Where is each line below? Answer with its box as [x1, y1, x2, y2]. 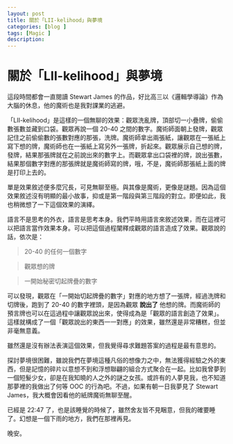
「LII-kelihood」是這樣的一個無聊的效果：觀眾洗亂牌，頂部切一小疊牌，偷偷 [7, 116, 223, 125]
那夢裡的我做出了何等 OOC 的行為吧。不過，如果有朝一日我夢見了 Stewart [7, 382, 218, 390]
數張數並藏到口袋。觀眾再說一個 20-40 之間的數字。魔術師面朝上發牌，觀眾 [7, 125, 223, 133]
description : [7, 36, 45, 43]
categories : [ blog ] [7, 23, 67, 30]
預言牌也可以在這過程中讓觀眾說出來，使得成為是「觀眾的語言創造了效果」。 [7, 309, 223, 317]
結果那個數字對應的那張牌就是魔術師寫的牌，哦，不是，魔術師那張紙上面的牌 [7, 159, 226, 168]
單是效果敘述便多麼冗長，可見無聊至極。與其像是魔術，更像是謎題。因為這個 [7, 183, 226, 191]
